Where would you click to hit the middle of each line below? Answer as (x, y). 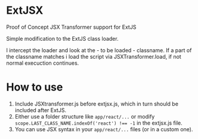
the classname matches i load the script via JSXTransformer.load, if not (94, 56)
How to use (35, 87)
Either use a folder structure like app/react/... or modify (85, 116)
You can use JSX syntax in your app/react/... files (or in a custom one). (104, 129)
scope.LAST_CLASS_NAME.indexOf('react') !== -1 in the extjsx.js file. (99, 123)
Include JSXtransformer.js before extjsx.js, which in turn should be (97, 104)
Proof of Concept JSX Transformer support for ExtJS (71, 27)
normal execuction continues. (43, 63)
